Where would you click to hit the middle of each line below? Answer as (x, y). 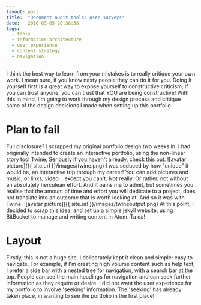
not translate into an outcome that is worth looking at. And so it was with (95, 197)
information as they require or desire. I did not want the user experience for (99, 283)
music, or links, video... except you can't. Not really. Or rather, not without (97, 178)
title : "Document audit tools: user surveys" (65, 17)
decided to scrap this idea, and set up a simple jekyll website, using (90, 210)
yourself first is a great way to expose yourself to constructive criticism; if (97, 86)
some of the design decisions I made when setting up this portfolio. (89, 105)
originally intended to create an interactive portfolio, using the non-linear (96, 152)
